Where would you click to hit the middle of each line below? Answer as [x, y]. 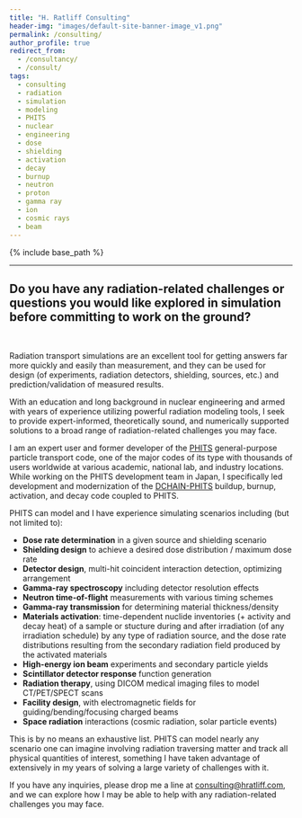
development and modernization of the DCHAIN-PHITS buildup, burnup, [143, 486]
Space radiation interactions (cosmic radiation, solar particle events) [150, 722]
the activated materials [65, 655]
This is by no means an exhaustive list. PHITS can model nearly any [134, 739]
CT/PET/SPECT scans [62, 693]
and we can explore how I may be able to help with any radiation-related [143, 795]
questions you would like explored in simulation [145, 302]
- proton [34, 193]
